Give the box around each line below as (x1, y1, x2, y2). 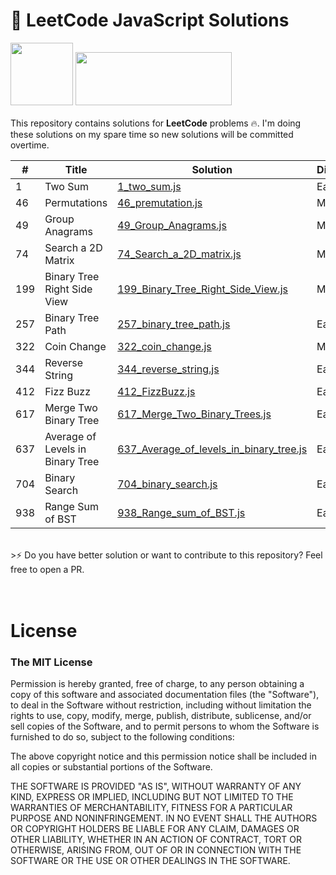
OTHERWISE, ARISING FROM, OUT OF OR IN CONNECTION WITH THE (10, 844, 302, 856)
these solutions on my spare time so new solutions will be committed (10, 128, 294, 140)
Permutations (44, 195, 108, 209)
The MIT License (10, 655, 93, 669)
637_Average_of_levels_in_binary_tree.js (117, 442, 308, 456)
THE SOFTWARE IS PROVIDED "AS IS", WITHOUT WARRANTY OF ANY (10, 780, 302, 793)
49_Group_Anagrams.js (117, 218, 227, 232)
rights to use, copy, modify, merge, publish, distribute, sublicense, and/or (10, 710, 312, 722)
